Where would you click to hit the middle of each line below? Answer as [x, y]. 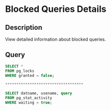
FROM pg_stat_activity [29, 98]
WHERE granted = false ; [30, 75]
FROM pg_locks [20, 71]
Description [24, 27]
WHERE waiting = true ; [29, 103]
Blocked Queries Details [56, 9]
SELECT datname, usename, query [39, 93]
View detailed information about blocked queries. [55, 39]
